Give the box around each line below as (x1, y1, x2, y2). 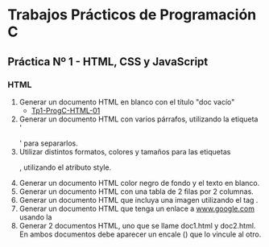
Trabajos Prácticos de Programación (7, 6, 257, 24)
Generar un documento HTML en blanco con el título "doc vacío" (19, 97, 235, 106)
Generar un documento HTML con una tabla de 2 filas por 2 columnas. (19, 187, 255, 196)
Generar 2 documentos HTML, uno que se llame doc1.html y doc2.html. (19, 220, 256, 230)
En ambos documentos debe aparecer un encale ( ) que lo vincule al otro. (19, 229, 262, 239)
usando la (19, 212, 52, 222)
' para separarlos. (19, 138, 78, 148)
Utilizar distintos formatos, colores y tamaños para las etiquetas (19, 146, 231, 156)
